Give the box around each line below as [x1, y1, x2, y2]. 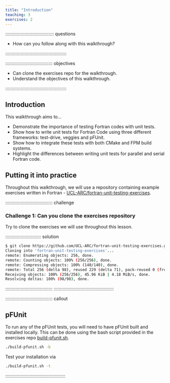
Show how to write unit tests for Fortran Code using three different [12, 129, 151, 135]
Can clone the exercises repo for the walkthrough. [12, 70, 117, 76]
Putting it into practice [5, 171, 77, 180]
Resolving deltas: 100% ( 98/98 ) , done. [5, 277, 90, 282]
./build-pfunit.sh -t [5, 363, 51, 369]
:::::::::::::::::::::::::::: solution [5, 233, 59, 240]
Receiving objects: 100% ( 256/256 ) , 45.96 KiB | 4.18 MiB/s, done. [5, 272, 151, 277]
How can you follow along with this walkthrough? [12, 41, 115, 47]
